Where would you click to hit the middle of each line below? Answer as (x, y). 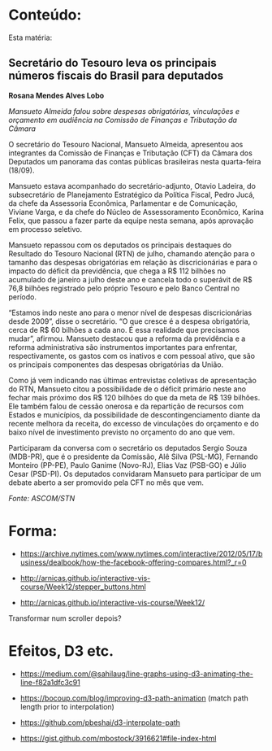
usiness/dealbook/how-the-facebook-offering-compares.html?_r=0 (133, 562)
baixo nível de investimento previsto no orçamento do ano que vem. (122, 432)
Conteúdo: (45, 15)
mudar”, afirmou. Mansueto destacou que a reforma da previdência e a (127, 338)
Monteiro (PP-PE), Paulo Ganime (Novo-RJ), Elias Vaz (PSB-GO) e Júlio (127, 465)
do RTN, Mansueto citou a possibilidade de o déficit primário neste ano (127, 389)
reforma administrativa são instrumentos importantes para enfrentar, (123, 347)
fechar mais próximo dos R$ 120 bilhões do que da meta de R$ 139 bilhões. (134, 397)
